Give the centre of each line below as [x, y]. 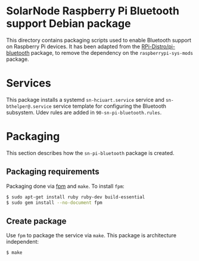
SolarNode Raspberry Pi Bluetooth [93, 11]
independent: [23, 242]
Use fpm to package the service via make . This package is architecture [91, 235]
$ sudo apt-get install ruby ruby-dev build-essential [76, 197]
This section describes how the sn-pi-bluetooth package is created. [90, 153]
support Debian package [69, 24]
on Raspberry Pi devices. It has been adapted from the [73, 46]
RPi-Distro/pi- [158, 46]
